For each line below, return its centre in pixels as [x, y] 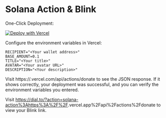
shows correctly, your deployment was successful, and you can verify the [82, 84]
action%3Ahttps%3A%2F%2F [37, 105]
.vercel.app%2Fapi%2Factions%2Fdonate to [114, 105]
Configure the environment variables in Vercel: [53, 43]
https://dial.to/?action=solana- [47, 99]
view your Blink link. [26, 110]
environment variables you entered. [42, 90]
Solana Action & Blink [51, 9]
